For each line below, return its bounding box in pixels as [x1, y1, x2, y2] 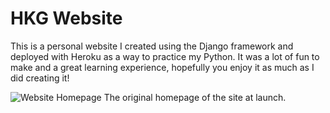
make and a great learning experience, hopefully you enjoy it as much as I [10, 61, 315, 73]
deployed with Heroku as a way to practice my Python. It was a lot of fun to [10, 50, 320, 62]
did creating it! [10, 72, 70, 84]
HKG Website [10, 7, 123, 30]
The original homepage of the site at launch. [103, 91, 287, 103]
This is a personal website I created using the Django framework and [10, 40, 294, 52]
